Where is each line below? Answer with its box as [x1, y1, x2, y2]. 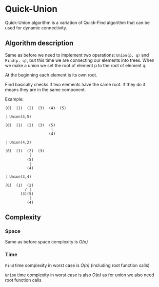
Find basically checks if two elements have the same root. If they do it [5, 81, 145, 87]
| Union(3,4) [5, 174, 32, 179]
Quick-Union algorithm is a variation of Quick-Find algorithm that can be [5, 20, 150, 25]
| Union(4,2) [5, 140, 32, 145]
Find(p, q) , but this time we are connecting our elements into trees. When [5, 57, 155, 63]
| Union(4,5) [5, 114, 32, 119]
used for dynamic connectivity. [5, 24, 67, 30]
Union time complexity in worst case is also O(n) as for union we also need [5, 272, 155, 278]
